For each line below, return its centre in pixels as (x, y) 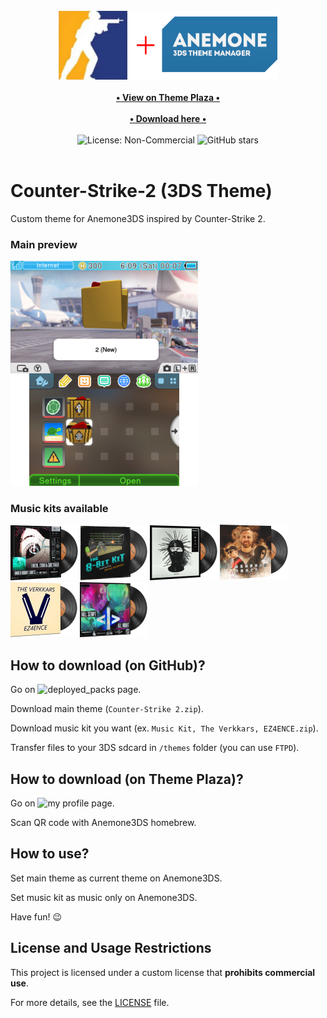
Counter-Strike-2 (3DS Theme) (141, 190)
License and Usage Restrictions (111, 948)
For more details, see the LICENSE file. (90, 1002)
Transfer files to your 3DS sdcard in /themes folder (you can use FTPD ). (155, 748)
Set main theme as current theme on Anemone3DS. (116, 878)
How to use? (50, 854)
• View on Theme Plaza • (168, 97)
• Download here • (168, 118)
